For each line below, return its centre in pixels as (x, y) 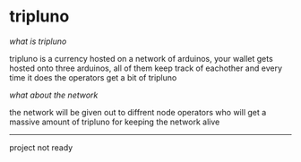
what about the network (54, 95)
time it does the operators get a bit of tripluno (93, 77)
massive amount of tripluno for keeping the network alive (115, 122)
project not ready (41, 147)
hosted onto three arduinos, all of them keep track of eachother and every (146, 68)
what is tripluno (38, 41)
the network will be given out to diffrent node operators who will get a (138, 112)
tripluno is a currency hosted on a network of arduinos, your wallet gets (141, 58)
